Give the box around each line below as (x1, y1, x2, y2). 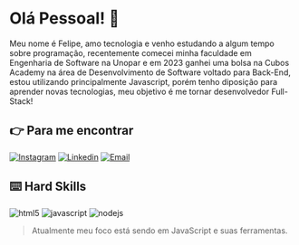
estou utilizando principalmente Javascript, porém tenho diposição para (9, 76, 278, 87)
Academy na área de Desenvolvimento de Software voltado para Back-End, (9, 67, 292, 78)
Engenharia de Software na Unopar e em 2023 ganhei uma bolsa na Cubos (9, 57, 290, 68)
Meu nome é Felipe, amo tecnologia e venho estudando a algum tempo (9, 38, 275, 49)
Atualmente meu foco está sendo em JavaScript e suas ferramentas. (31, 225, 288, 236)
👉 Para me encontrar (9, 123, 134, 138)
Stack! (9, 95, 34, 107)
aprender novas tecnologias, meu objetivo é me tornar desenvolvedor (9, 86, 270, 97)
